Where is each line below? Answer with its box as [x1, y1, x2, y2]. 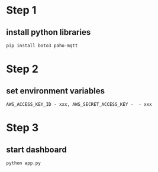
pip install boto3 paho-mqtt [6, 43, 78, 48]
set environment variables [6, 86, 105, 96]
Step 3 [6, 121, 39, 135]
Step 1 [6, 4, 37, 17]
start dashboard [6, 144, 67, 154]
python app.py [6, 160, 41, 166]
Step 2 [6, 63, 38, 76]
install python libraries [6, 27, 91, 37]
